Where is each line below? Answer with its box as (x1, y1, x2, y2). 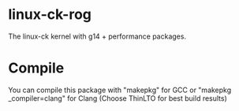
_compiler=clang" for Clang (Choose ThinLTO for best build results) (8, 93, 227, 103)
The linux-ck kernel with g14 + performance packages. (8, 31, 187, 41)
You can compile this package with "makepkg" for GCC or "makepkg (8, 85, 232, 94)
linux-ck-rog (8, 6, 92, 24)
